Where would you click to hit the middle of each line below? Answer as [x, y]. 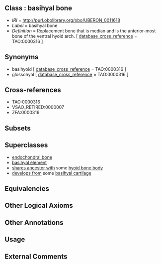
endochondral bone [32, 157]
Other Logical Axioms [39, 205]
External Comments [36, 256]
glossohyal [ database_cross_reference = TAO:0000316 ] [70, 74]
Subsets [18, 128]
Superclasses [26, 145]
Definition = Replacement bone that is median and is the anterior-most [84, 31]
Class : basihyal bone [39, 8]
